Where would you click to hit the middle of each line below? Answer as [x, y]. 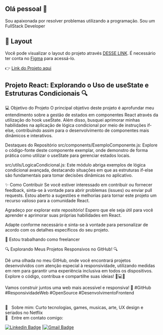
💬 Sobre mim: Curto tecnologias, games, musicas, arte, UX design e [74, 308]
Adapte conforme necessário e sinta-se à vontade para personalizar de [77, 225]
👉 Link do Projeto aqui [28, 68]
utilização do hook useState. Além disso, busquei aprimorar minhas [72, 120]
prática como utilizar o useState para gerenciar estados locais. [68, 156]
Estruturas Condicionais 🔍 [46, 94]
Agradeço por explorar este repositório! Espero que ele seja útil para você [79, 210]
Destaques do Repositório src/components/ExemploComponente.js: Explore [81, 145]
